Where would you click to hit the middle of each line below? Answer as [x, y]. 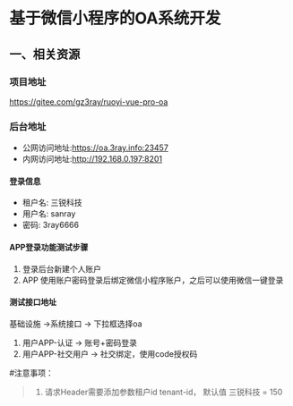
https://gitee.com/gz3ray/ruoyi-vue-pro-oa [89, 101]
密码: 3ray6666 [50, 225]
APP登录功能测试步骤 [49, 247]
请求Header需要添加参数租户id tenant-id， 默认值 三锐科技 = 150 [164, 392]
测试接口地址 [33, 302]
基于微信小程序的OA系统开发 [115, 18]
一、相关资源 [45, 54]
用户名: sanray [49, 214]
